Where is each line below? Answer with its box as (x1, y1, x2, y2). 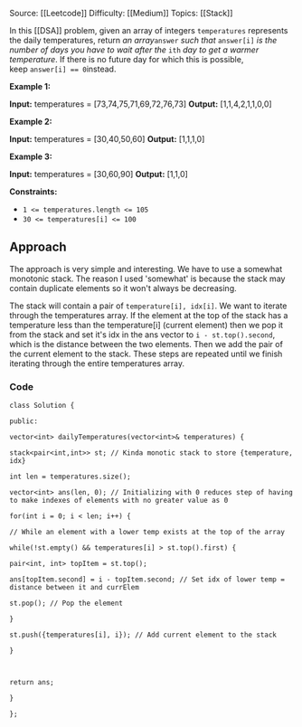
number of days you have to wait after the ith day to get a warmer (9, 44, 260, 55)
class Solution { (9, 401, 75, 411)
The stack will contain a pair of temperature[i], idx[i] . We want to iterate (9, 300, 288, 311)
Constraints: (9, 186, 58, 197)
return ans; (9, 678, 54, 687)
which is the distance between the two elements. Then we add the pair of (9, 338, 283, 349)
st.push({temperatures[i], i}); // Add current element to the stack (9, 630, 278, 640)
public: (9, 417, 39, 426)
